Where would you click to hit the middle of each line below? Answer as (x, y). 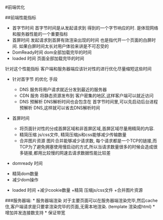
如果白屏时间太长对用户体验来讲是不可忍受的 (64, 46)
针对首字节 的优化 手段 (35, 79)
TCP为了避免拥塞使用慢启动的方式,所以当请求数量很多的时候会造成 (86, 147)
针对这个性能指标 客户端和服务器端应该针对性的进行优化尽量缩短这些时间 (78, 69)
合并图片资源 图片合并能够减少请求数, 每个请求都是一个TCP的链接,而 (88, 141)
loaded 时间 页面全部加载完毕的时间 (48, 58)
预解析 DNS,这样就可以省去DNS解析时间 (60, 108)
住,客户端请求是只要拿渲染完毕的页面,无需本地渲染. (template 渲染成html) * (80, 207)
